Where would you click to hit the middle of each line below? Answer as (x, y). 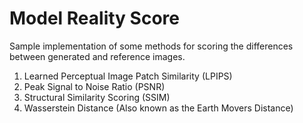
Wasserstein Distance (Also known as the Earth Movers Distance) (158, 108)
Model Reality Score (94, 18)
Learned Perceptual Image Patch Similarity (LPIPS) (128, 76)
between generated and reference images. (97, 56)
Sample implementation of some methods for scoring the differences (151, 46)
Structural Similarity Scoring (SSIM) (97, 97)
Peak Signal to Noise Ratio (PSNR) (94, 86)
